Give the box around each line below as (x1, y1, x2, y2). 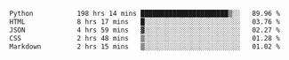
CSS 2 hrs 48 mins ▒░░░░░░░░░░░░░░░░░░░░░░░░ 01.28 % (9, 34, 280, 42)
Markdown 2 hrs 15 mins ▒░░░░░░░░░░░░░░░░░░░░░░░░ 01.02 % (9, 41, 280, 51)
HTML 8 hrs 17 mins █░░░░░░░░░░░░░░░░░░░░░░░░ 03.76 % (9, 17, 280, 26)
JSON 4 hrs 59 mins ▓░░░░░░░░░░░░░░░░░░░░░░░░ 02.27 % (9, 26, 280, 34)
